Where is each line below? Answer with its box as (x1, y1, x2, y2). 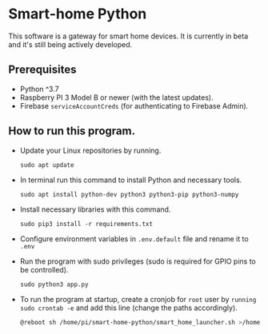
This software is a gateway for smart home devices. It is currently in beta (8, 31, 249, 41)
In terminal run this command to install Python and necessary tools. (19, 175, 242, 185)
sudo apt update (19, 161, 74, 169)
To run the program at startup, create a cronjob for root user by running (19, 294, 257, 304)
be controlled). (19, 264, 69, 274)
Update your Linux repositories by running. (19, 145, 162, 155)
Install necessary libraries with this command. (19, 205, 171, 214)
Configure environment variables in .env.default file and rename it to (19, 233, 250, 244)
